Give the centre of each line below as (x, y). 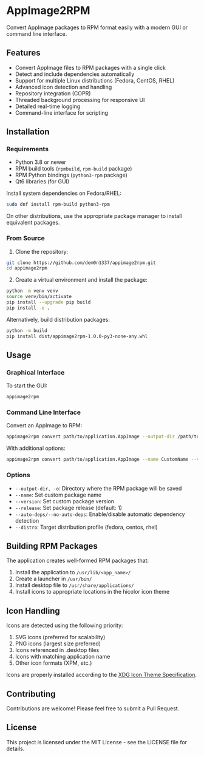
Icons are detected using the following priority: (65, 625)
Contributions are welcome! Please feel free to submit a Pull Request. (93, 708)
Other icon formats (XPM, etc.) (53, 663)
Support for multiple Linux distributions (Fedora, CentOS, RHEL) (95, 80)
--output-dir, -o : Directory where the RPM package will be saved (98, 488)
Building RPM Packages (52, 546)
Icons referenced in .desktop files (57, 650)
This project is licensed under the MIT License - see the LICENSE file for (97, 742)
